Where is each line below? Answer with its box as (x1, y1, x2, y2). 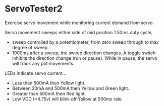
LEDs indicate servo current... (5, 70, 67, 76)
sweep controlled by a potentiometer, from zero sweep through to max (12, 39, 159, 45)
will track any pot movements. (12, 60, 75, 66)
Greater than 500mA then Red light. (12, 90, 86, 96)
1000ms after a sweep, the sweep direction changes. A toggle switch (12, 50, 156, 56)
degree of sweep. (12, 44, 49, 50)
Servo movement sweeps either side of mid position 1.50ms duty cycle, (5, 29, 153, 35)
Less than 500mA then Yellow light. (12, 80, 86, 86)
